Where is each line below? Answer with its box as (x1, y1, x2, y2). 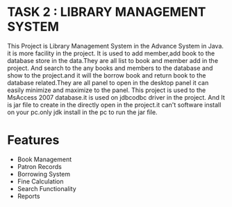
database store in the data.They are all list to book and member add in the (7, 56, 219, 64)
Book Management (17, 155, 72, 163)
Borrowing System (17, 170, 71, 178)
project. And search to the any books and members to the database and (7, 64, 213, 72)
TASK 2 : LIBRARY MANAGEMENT (7, 4, 206, 20)
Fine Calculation (17, 177, 64, 186)
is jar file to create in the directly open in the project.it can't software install (7, 100, 222, 109)
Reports (17, 192, 40, 200)
